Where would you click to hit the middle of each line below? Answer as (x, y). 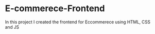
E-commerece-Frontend (55, 8)
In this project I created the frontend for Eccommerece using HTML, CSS (78, 22)
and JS (12, 27)
